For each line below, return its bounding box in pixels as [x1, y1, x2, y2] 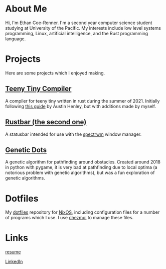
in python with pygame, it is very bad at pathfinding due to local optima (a [5, 164, 157, 170]
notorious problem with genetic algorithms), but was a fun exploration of [5, 169, 155, 176]
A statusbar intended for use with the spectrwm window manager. [5, 131, 142, 137]
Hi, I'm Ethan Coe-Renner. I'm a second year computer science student [5, 20, 152, 26]
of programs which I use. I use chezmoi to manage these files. [5, 215, 134, 221]
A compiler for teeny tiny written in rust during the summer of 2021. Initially [5, 98, 160, 104]
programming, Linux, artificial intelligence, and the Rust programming [5, 30, 148, 36]
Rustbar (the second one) [5, 118, 87, 126]
